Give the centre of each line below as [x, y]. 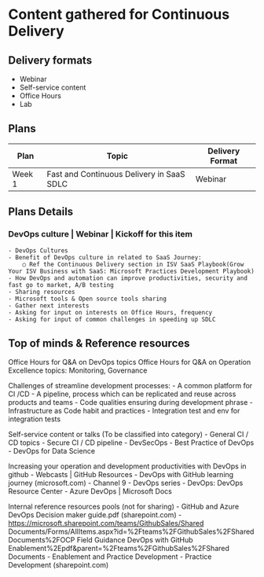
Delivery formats [50, 60]
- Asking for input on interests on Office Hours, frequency [110, 312]
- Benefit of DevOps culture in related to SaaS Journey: [105, 257]
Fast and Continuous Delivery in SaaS [116, 174]
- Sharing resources [42, 292]
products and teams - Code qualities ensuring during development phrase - [130, 402]
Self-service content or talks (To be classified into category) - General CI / [128, 435]
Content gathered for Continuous [119, 15]
